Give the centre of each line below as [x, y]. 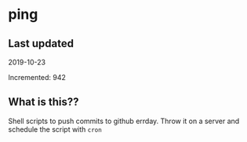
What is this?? [44, 102]
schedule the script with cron [55, 129]
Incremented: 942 [37, 77]
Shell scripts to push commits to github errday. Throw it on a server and [124, 121]
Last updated [41, 44]
